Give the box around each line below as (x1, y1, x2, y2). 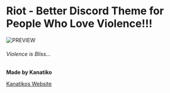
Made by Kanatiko (6, 69, 52, 76)
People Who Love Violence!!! (6, 17, 153, 30)
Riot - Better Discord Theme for (6, 4, 164, 18)
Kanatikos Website (6, 80, 52, 88)
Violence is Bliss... (6, 50, 51, 57)
